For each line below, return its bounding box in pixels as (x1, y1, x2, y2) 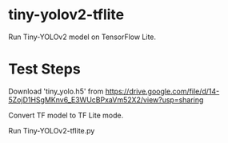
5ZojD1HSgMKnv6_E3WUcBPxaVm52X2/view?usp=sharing (8, 94, 204, 105)
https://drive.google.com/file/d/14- (105, 86, 220, 96)
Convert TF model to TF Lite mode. (8, 110, 124, 120)
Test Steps (8, 60, 82, 78)
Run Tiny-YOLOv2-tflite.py (8, 125, 95, 135)
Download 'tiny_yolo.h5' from (8, 86, 104, 96)
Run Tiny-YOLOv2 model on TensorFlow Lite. (8, 32, 157, 42)
